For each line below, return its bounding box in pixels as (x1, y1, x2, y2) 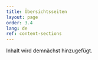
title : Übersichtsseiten (6, 8, 67, 15)
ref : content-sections (6, 31, 62, 37)
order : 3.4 (6, 20, 33, 26)
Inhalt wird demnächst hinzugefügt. (6, 47, 93, 54)
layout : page (6, 14, 38, 20)
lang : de (6, 25, 28, 31)
